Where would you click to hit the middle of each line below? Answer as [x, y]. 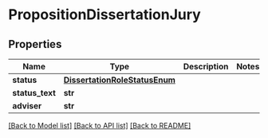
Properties [35, 44]
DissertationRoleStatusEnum [119, 80]
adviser [27, 106]
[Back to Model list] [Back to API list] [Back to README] [100, 126]
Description [206, 67]
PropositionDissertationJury [104, 15]
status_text [34, 93]
